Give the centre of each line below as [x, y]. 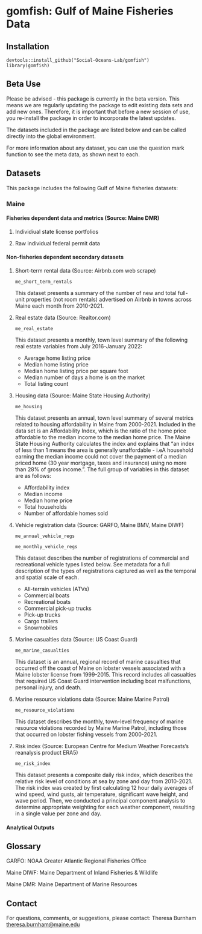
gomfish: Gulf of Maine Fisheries [90, 11]
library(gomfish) [28, 65]
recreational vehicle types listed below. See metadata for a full [92, 564]
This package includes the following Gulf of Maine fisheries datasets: [92, 188]
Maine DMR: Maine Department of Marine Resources [72, 884]
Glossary [24, 846]
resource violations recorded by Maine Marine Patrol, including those [101, 727]
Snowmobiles [41, 628]
